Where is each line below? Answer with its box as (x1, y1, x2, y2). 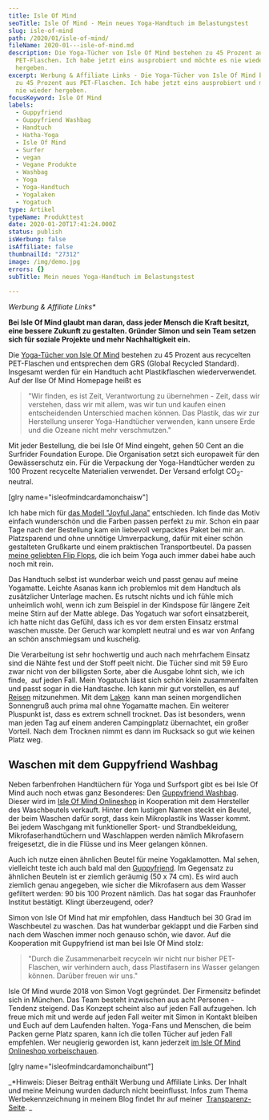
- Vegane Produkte (15, 161, 78, 169)
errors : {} (8, 265, 45, 273)
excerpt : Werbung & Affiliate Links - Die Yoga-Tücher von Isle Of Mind (8, 71, 256, 79)
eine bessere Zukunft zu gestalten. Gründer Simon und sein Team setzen (8, 326, 256, 336)
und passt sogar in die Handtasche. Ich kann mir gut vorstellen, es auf (8, 683, 240, 693)
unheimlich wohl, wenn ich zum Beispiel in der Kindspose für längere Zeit (8, 600, 251, 609)
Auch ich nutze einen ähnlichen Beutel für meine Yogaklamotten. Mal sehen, (8, 855, 260, 864)
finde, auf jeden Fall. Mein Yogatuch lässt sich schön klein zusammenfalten (8, 675, 259, 685)
